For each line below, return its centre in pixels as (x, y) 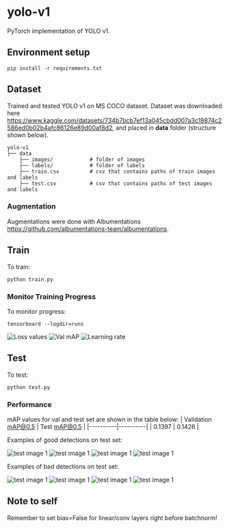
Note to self (32, 501)
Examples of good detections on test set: (65, 440)
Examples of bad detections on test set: (63, 467)
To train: (19, 267)
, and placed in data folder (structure (164, 127)
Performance (30, 404)
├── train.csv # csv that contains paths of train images (117, 171)
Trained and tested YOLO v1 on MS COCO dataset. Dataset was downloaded (114, 106)
